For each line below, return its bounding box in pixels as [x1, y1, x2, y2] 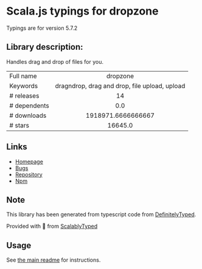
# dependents [9, 101, 50, 110]
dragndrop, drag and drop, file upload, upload [55, 81, 186, 90]
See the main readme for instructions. [6, 256, 101, 264]
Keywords [9, 81, 38, 90]
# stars [9, 121, 29, 129]
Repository [15, 171, 43, 178]
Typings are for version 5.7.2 [6, 24, 78, 32]
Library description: [6, 42, 83, 52]
